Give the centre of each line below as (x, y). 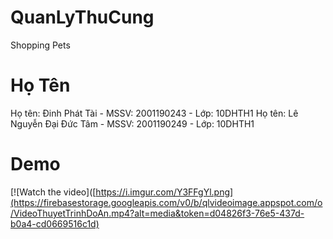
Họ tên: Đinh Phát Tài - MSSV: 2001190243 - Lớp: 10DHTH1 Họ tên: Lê (154, 113)
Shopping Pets (40, 45)
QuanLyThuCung (82, 17)
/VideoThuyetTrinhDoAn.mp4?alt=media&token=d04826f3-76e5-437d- (157, 213)
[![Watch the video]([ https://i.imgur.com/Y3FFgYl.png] (122, 192)
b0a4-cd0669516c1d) (55, 223)
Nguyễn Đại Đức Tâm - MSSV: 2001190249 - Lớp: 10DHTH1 (132, 123)
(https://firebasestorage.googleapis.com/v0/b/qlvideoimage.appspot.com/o (166, 202)
